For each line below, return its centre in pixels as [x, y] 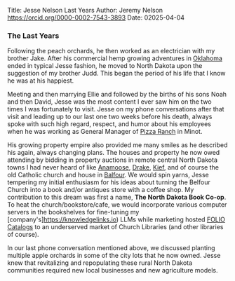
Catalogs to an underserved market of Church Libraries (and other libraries [115, 227]
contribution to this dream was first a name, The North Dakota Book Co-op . [117, 197]
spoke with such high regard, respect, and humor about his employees [109, 124]
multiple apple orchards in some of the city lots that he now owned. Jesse [114, 256]
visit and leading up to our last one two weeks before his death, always [110, 117]
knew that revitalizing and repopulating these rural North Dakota [100, 263]
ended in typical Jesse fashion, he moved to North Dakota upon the [105, 66]
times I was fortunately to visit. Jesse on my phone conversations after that [116, 109]
